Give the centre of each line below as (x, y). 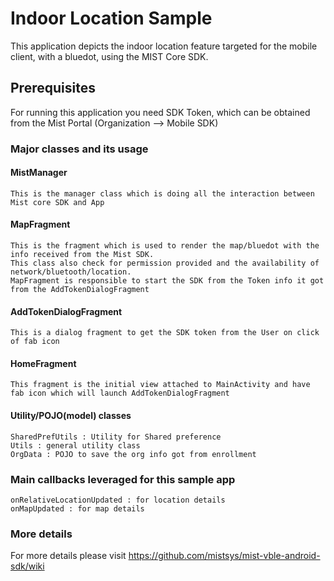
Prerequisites (53, 88)
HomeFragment (43, 363)
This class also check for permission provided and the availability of (165, 263)
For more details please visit (68, 556)
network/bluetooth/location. (71, 272)
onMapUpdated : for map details (77, 508)
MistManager (39, 173)
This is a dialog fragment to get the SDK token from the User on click (165, 333)
